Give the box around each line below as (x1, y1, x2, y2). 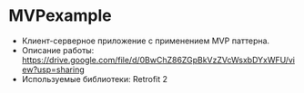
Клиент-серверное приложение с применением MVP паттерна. (21, 35, 270, 46)
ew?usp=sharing (21, 64, 86, 75)
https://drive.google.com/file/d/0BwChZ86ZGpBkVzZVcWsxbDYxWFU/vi (21, 54, 295, 65)
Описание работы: (21, 44, 95, 55)
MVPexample (8, 5, 112, 26)
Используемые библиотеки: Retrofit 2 (21, 73, 168, 84)
